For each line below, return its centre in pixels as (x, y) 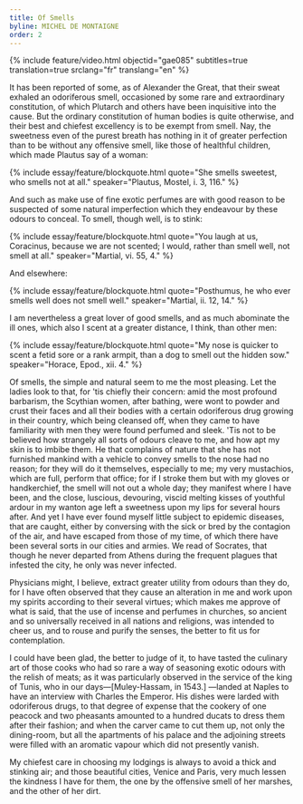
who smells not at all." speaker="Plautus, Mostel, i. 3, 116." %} (124, 182)
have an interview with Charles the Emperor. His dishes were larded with (144, 697)
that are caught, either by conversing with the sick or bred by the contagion (150, 527)
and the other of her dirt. (55, 791)
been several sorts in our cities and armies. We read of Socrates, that (138, 546)
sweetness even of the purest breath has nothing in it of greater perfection (148, 136)
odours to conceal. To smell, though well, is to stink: (106, 219)
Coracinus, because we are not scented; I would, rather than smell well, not (150, 247)
